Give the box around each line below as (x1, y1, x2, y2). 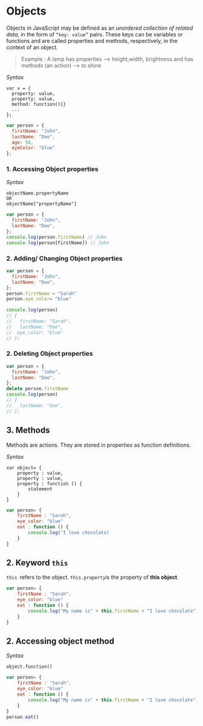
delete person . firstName (6, 386, 69, 392)
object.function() (6, 664, 53, 670)
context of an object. (6, 44, 59, 51)
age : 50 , (11, 139, 34, 145)
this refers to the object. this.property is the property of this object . (6, 574, 179, 581)
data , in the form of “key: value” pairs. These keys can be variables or (6, 30, 183, 38)
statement (28, 486, 53, 492)
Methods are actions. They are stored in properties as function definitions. (6, 441, 192, 448)
